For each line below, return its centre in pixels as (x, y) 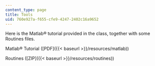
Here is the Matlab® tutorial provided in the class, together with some (78, 34)
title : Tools (19, 15)
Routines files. (20, 39)
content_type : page (26, 10)
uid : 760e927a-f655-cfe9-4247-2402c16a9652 (52, 19)
